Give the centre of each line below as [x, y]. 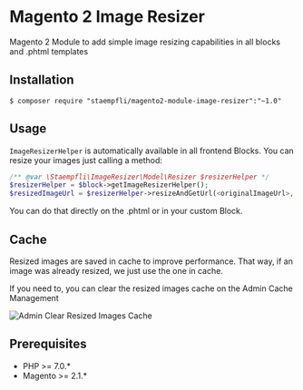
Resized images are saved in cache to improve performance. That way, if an [151, 261]
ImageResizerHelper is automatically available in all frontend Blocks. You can [152, 151]
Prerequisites [48, 344]
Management [34, 298]
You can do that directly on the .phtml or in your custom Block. [126, 211]
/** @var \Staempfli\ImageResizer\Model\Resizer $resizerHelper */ [140, 177]
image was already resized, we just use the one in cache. [117, 271]
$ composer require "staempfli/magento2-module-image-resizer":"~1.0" [146, 101]
